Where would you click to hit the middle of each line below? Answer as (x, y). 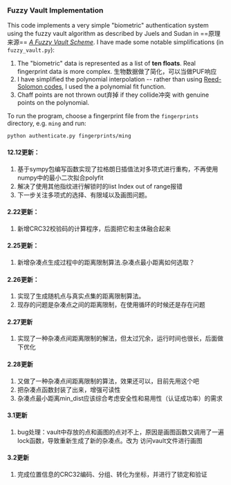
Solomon (30, 87)
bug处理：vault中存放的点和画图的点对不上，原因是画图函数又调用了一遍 (121, 432)
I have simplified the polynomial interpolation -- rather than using (110, 79)
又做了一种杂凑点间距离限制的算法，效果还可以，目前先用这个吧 (108, 381)
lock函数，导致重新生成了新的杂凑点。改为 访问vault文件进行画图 (110, 440)
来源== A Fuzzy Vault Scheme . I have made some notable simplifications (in (115, 42)
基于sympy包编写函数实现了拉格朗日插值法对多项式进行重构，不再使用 (118, 169)
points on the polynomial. (53, 103)
